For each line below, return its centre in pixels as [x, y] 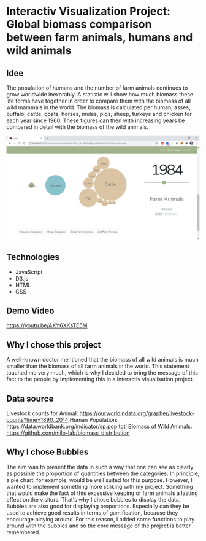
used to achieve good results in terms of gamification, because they [92, 512]
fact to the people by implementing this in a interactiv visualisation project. [100, 379]
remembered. [24, 532]
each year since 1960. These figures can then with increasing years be [96, 120]
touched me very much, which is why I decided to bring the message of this [102, 373]
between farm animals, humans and [100, 37]
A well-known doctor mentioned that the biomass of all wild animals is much [103, 360]
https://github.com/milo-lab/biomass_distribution [68, 433]
